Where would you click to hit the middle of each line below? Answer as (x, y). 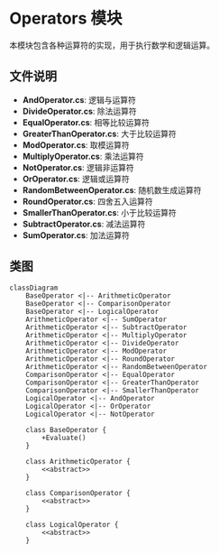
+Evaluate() (64, 438)
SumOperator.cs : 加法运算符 (76, 235)
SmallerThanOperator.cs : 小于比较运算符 (100, 212)
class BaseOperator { (66, 429)
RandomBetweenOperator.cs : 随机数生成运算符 (112, 189)
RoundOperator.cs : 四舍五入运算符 (87, 201)
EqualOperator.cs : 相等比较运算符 (86, 122)
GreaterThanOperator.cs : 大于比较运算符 (100, 134)
